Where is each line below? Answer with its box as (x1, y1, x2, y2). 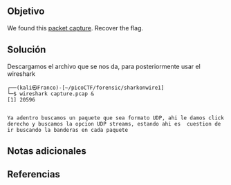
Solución (7, 44, 46, 56)
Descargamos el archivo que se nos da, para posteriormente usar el (7, 62, 201, 70)
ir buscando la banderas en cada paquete (7, 126, 129, 133)
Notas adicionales (7, 145, 86, 157)
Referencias (7, 168, 61, 180)
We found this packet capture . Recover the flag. (7, 23, 144, 32)
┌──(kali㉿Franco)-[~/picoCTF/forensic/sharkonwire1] (7, 84, 165, 91)
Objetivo (7, 6, 45, 17)
